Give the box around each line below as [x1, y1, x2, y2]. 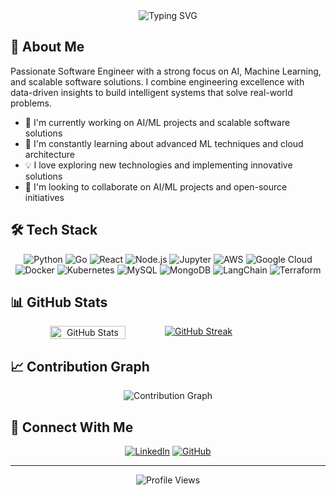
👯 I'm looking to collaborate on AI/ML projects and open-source [24, 180, 288, 193]
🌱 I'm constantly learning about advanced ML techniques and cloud [24, 137, 304, 149]
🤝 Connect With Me [10, 419, 134, 436]
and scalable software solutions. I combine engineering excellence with [10, 75, 305, 88]
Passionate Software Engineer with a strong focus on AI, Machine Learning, [10, 65, 322, 77]
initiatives [24, 191, 65, 203]
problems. [10, 97, 52, 109]
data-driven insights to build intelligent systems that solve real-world [10, 86, 293, 98]
